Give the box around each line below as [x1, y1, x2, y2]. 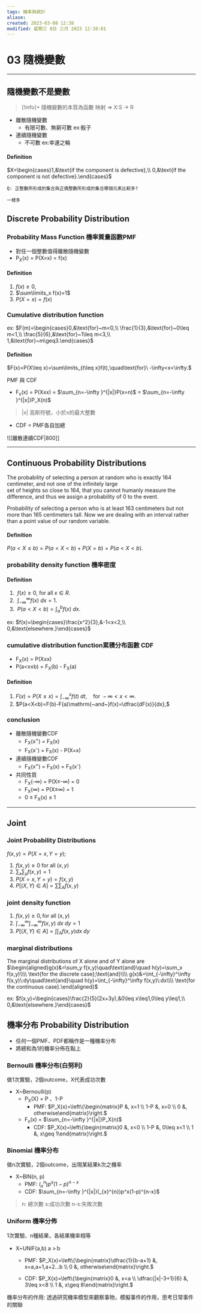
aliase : [7, 14, 26, 20]
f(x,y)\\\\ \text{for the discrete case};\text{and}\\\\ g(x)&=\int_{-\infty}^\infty [7, 970, 191, 977]
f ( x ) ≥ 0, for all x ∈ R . [17, 589, 71, 597]
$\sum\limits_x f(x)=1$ [15, 289, 71, 296]
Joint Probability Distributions [7, 837, 97, 845]
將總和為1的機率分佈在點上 [15, 1045, 82, 1052]
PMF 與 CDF [7, 376, 38, 384]
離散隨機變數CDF [15, 730, 59, 737]
